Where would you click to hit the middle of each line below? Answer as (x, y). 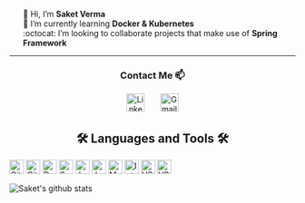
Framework (44, 43)
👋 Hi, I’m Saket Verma (64, 14)
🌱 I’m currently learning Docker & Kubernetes (108, 24)
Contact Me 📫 (152, 75)
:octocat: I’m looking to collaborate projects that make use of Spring (150, 33)
